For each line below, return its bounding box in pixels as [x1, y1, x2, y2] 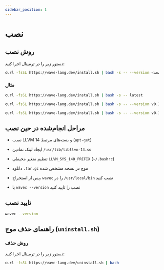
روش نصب [5, 47, 35, 56]
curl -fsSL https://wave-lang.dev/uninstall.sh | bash [5, 260, 119, 265]
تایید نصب [5, 199, 32, 207]
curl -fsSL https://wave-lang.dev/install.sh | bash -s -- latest [5, 92, 143, 98]
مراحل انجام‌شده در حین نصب [5, 124, 85, 132]
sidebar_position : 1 [5, 7, 47, 12]
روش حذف [5, 240, 28, 247]
